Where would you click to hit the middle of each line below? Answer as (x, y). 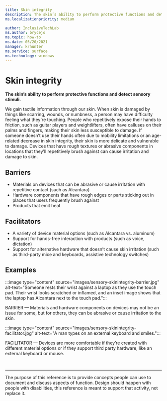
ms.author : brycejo (25, 33)
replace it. (15, 393)
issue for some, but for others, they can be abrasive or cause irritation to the (83, 313)
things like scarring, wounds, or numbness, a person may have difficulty (79, 115)
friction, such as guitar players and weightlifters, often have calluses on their (83, 125)
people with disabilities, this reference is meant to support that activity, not (82, 388)
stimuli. (13, 100)
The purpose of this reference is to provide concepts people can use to (78, 377)
